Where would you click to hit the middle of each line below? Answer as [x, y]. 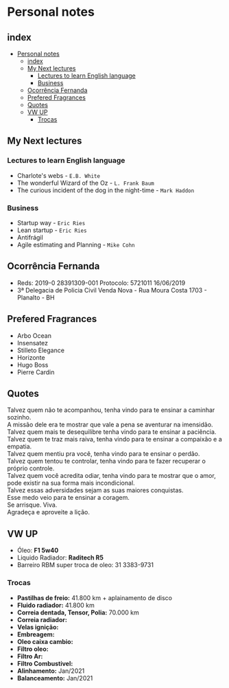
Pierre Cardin [36, 372]
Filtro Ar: [30, 656]
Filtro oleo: [33, 649]
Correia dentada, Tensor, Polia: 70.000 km [78, 612]
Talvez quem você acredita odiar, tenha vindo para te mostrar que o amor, [111, 476]
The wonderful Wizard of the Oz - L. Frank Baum [85, 183]
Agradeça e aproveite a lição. [49, 512]
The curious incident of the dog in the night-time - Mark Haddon [106, 190]
